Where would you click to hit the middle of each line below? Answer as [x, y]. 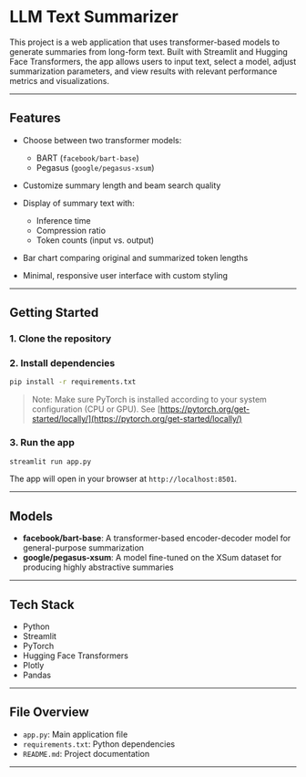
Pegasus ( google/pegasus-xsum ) [95, 167]
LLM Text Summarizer [94, 17]
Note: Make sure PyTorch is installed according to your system [149, 400]
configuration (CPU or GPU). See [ [96, 409]
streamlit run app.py [51, 462]
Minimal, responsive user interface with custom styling [125, 275]
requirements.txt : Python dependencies [99, 744]
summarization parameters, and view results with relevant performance [143, 71]
